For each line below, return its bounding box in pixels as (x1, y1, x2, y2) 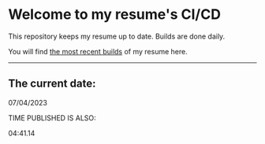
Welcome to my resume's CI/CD (8, 6, 221, 24)
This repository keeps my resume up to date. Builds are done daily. (8, 31, 226, 41)
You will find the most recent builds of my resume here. (8, 46, 188, 56)
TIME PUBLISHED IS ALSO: (8, 113, 96, 123)
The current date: (8, 77, 96, 90)
